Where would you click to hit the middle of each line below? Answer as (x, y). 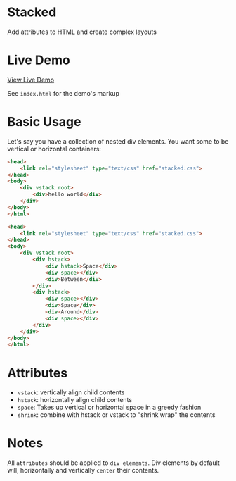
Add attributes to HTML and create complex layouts (82, 32)
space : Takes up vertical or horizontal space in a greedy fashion (109, 407)
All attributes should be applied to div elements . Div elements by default (113, 463)
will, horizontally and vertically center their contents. (83, 470)
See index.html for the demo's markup (63, 93)
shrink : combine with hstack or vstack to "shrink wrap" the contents (116, 415)
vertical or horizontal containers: (54, 149)
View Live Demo (31, 80)
